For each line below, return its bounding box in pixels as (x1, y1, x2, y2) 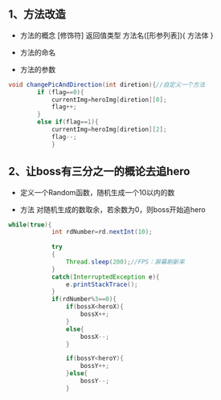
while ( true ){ (8, 220, 52, 229)
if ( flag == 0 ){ (37, 88, 84, 96)
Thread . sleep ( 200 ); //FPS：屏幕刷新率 (65, 258, 185, 266)
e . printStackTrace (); (65, 280, 138, 288)
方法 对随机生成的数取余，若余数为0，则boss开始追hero (19, 204, 207, 214)
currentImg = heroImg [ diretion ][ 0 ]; (51, 96, 167, 104)
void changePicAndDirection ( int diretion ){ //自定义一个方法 (8, 80, 206, 88)
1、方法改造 (8, 7, 67, 22)
